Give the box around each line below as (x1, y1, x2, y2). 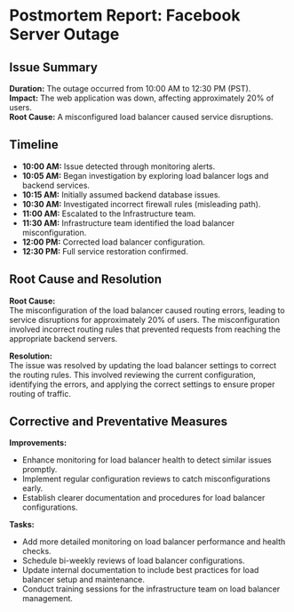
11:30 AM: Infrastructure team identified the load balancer (21, 217, 235, 228)
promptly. (21, 464, 58, 475)
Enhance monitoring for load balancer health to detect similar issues (21, 455, 273, 465)
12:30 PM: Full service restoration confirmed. (21, 246, 188, 256)
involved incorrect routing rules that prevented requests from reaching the (9, 324, 282, 334)
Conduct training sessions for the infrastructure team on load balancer (21, 584, 281, 594)
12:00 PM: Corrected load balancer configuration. (21, 237, 206, 247)
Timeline (9, 137, 60, 152)
